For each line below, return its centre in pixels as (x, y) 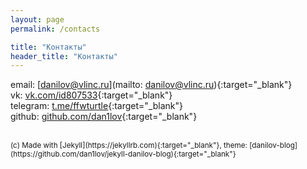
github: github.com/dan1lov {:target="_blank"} (104, 117)
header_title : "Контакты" (64, 56)
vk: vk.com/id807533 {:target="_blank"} (91, 95)
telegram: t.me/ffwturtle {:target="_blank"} (96, 106)
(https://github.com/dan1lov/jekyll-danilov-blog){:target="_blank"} (123, 154)
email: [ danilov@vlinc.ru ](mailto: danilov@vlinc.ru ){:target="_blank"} (151, 85)
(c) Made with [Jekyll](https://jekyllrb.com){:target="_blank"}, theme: (129, 146)
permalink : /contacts (55, 29)
